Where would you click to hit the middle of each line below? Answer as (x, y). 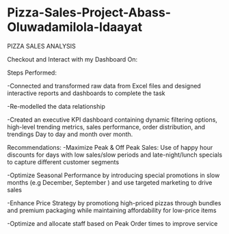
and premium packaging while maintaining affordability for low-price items (112, 210)
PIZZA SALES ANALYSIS (42, 46)
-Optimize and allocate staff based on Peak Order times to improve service (112, 223)
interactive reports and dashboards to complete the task (86, 93)
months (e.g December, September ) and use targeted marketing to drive (110, 182)
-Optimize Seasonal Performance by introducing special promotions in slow (113, 175)
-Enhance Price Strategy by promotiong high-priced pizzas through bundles (114, 203)
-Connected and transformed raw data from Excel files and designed (104, 86)
